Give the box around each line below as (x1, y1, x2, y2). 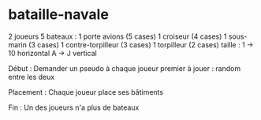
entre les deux (8, 72, 55, 81)
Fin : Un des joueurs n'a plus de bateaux (8, 103, 140, 112)
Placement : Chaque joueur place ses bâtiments (8, 87, 164, 96)
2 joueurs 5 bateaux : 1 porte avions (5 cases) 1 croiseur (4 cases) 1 (8, 32, 227, 41)
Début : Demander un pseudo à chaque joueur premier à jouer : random (8, 63, 241, 73)
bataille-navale (8, 6, 109, 24)
